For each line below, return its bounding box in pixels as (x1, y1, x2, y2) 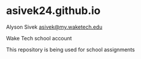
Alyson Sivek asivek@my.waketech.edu (6, 23, 103, 30)
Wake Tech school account (6, 34, 72, 41)
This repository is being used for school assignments (6, 46, 135, 53)
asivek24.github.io (6, 4, 101, 18)
